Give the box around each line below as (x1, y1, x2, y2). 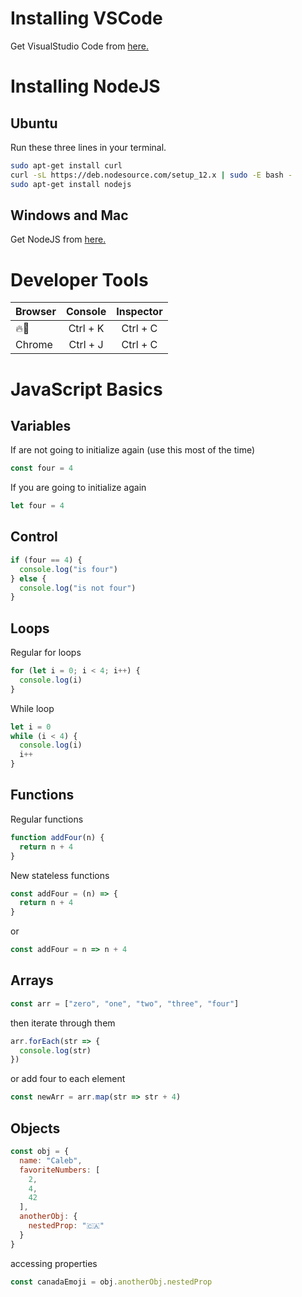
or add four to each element (10, 1073, 126, 1085)
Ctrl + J (68, 338, 104, 352)
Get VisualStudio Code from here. (10, 40, 150, 52)
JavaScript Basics (10, 378, 163, 401)
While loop (10, 702, 55, 714)
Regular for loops (10, 647, 82, 659)
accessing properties (10, 1257, 98, 1269)
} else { (10, 573, 47, 584)
